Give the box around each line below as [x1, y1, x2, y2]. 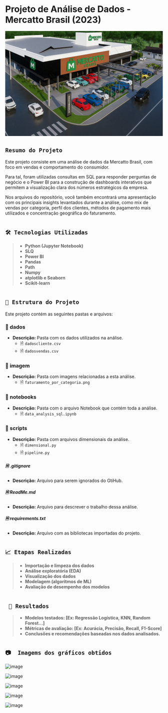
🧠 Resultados [8, 602, 49, 609]
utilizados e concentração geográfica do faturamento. [5, 210, 116, 216]
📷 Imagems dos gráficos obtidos [5, 649, 112, 656]
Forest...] [24, 620, 45, 626]
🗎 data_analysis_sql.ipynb [19, 410, 76, 416]
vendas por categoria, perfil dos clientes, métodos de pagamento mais [5, 205, 151, 211]
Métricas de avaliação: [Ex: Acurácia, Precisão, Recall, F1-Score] [24, 625, 162, 631]
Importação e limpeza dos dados [24, 562, 94, 568]
